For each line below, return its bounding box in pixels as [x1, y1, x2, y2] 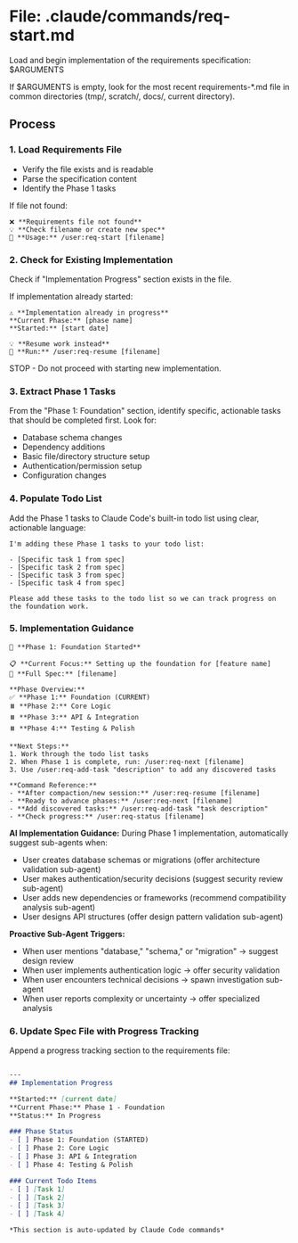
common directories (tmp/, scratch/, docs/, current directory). [9, 91, 236, 102]
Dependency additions [21, 441, 106, 452]
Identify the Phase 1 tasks [21, 183, 117, 193]
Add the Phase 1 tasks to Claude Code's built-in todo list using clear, [9, 513, 260, 523]
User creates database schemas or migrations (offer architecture [21, 854, 261, 865]
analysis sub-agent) [21, 901, 96, 912]
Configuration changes [21, 470, 107, 481]
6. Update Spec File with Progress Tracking [9, 1025, 199, 1037]
